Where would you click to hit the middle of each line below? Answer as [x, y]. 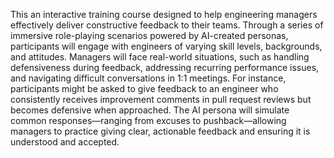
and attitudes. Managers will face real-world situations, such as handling [160, 57]
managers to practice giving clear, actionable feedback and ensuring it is [160, 131]
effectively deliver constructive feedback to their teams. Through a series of [167, 25]
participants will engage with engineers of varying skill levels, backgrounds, [166, 46]
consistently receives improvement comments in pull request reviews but [161, 99]
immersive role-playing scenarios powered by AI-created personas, [149, 35]
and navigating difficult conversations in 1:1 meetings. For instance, [148, 78]
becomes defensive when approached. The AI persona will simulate [150, 110]
